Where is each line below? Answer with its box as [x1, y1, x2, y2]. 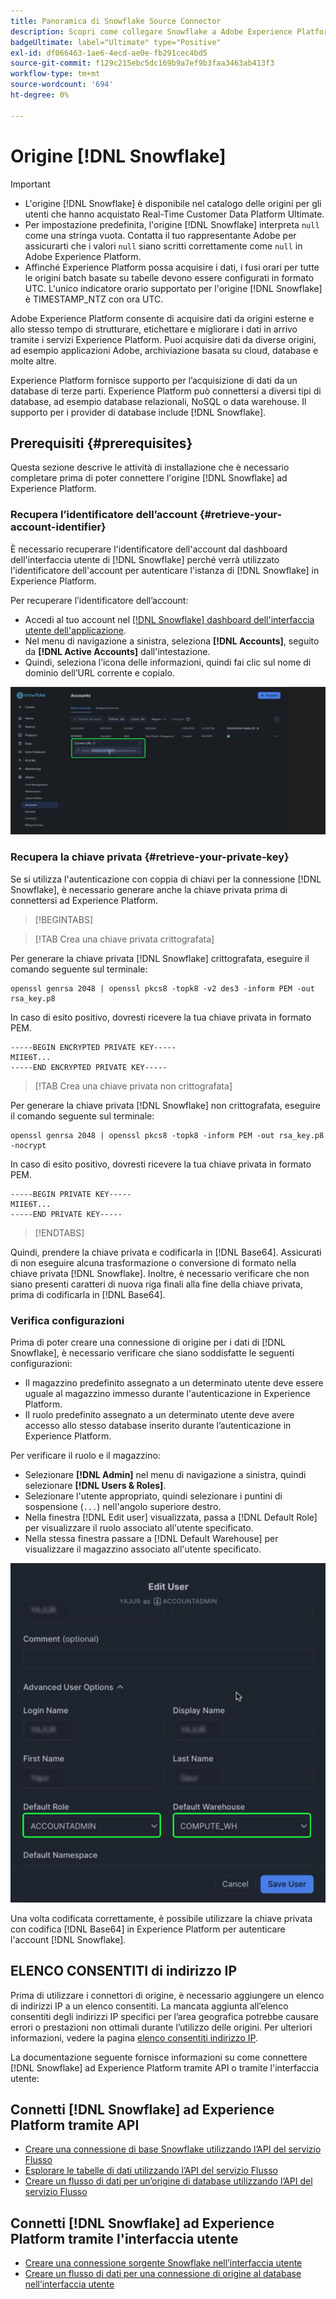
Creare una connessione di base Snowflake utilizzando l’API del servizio [24, 2143, 322, 2155]
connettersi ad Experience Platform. [10, 894, 159, 906]
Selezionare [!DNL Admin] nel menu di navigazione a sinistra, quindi [24, 1469, 307, 1480]
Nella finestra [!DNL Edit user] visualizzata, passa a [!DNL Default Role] [24, 1511, 318, 1523]
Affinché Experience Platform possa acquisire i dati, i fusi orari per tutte [24, 261, 320, 273]
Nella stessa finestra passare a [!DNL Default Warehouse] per [24, 1533, 279, 1544]
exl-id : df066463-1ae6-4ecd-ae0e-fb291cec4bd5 [10, 48, 208, 58]
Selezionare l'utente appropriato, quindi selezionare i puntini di [24, 1490, 283, 1502]
